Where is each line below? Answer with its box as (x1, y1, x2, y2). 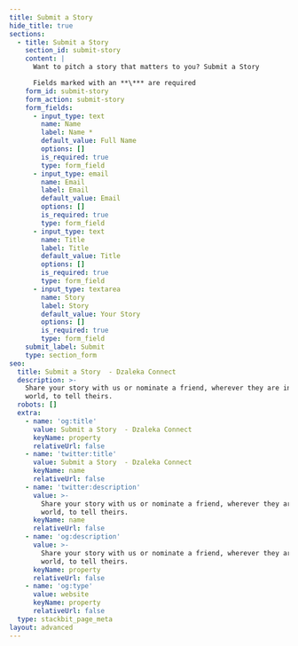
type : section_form (25, 351, 98, 359)
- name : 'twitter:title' (25, 450, 117, 459)
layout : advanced (9, 623, 74, 632)
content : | (25, 54, 66, 63)
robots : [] (17, 400, 58, 409)
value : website (32, 590, 90, 599)
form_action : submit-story (25, 95, 125, 104)
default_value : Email (41, 194, 122, 203)
